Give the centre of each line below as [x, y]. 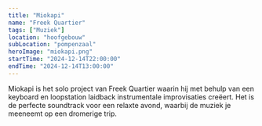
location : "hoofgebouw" [47, 37]
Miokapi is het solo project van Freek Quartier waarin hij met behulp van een [131, 88]
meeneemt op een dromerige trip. [63, 113]
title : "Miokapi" [36, 15]
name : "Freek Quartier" [47, 23]
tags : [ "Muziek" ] [36, 30]
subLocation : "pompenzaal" [52, 45]
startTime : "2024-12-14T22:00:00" [65, 59]
